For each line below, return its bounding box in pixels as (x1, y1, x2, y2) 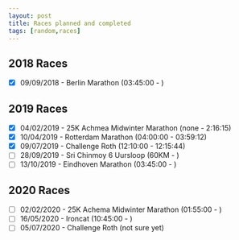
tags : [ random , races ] (8, 27, 81, 35)
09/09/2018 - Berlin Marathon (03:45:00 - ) (19, 78, 164, 88)
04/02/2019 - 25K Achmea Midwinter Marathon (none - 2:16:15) (19, 123, 232, 133)
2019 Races (8, 101, 68, 115)
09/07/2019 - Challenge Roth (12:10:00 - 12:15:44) (19, 142, 186, 151)
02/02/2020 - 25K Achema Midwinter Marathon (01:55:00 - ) (19, 205, 223, 214)
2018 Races (8, 56, 68, 70)
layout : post (8, 11, 52, 20)
